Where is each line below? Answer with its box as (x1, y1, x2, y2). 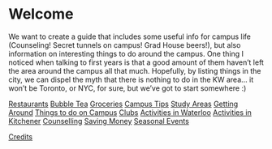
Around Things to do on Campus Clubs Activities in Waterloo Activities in (8, 107, 252, 117)
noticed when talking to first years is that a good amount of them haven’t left (8, 57, 264, 67)
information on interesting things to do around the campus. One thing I (8, 49, 244, 58)
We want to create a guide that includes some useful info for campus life (8, 32, 252, 41)
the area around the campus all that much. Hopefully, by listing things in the (8, 66, 261, 75)
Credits (8, 131, 33, 142)
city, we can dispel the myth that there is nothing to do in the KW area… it (8, 74, 254, 84)
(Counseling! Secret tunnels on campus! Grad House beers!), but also (8, 40, 241, 49)
